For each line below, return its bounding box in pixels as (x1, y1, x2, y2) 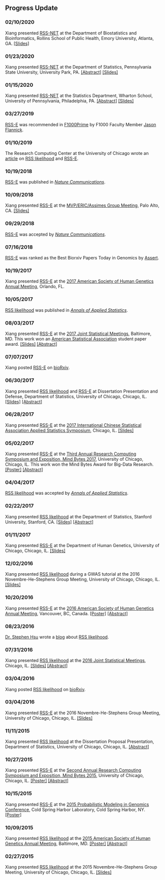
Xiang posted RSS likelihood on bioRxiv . (5, 686, 86, 692)
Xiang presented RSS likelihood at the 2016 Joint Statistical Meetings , (5, 658, 146, 663)
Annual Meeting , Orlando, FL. (5, 284, 65, 290)
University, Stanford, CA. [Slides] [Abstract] (5, 519, 94, 525)
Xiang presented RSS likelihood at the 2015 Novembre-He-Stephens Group (5, 864, 158, 870)
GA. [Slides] (5, 40, 30, 46)
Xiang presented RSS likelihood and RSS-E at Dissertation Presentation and (5, 388, 158, 394)
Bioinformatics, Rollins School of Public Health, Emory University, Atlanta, (5, 35, 154, 41)
